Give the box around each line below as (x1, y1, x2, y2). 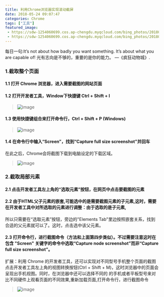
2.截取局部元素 (5, 173, 40, 180)
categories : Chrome (5, 16, 45, 21)
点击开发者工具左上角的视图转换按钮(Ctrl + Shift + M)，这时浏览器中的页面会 (5, 264, 159, 270)
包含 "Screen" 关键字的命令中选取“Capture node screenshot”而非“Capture (5, 240, 159, 246)
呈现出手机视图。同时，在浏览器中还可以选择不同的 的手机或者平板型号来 (5, 270, 152, 276)
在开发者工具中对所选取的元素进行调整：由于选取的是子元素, (5, 204, 126, 210)
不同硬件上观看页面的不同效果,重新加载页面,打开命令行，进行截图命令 (9, 277, 149, 282)
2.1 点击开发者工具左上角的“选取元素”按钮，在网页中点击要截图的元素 (5, 186, 145, 192)
